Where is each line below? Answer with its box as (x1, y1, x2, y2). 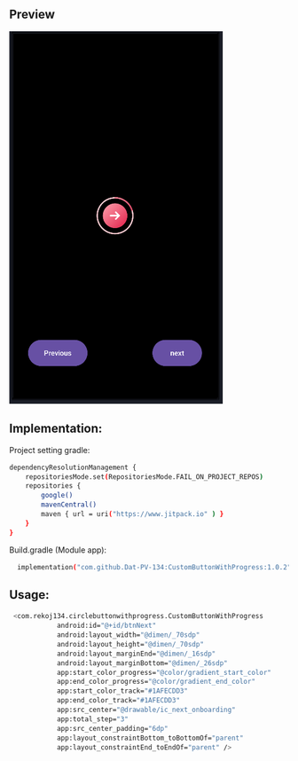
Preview (9, 7, 56, 22)
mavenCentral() (41, 500, 98, 509)
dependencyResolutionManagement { (9, 463, 137, 472)
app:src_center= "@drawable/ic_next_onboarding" (56, 705, 237, 715)
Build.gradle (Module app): (9, 545, 107, 555)
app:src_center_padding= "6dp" (56, 724, 169, 733)
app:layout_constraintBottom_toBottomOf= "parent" (56, 734, 244, 742)
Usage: (9, 587, 51, 602)
